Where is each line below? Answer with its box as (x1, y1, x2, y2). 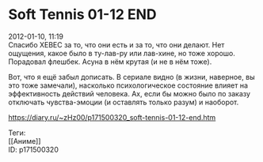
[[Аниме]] (8, 136, 41, 145)
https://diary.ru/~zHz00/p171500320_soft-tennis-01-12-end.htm (8, 112, 216, 122)
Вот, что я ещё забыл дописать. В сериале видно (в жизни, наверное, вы (8, 72, 255, 81)
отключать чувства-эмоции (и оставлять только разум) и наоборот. (8, 97, 239, 107)
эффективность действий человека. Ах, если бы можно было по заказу (8, 89, 251, 98)
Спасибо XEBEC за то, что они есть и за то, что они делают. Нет (8, 40, 225, 49)
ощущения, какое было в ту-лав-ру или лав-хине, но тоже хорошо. (8, 48, 236, 58)
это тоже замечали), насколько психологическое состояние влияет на (8, 81, 248, 90)
